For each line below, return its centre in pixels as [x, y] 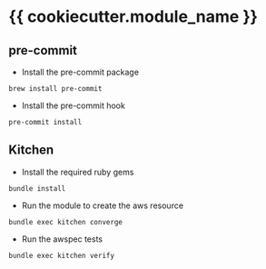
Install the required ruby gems [78, 172]
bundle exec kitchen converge [66, 222]
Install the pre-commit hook [74, 105]
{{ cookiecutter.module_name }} [133, 17]
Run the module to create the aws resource [102, 205]
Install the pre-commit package [80, 72]
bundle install [37, 188]
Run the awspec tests [62, 239]
